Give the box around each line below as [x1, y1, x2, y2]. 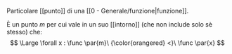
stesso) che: [6, 28, 43, 36]
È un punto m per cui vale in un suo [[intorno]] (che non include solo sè [6, 20, 212, 28]
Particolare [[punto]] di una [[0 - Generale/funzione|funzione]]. [6, 7, 189, 15]
